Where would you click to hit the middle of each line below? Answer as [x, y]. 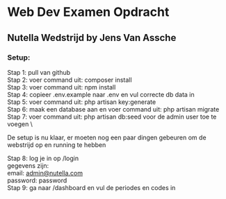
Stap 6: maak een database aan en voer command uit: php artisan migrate [113, 109]
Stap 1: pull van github [39, 72]
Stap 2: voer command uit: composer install [70, 80]
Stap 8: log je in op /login [43, 158]
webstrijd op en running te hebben [57, 145]
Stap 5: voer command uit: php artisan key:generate [82, 102]
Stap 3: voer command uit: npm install [62, 87]
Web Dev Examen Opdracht [88, 12]
